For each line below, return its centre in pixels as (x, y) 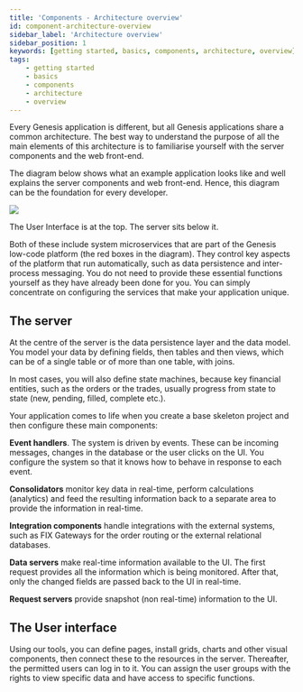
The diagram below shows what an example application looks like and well (147, 173)
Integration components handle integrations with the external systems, (142, 526)
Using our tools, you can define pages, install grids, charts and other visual (149, 649)
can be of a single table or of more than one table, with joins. (122, 362)
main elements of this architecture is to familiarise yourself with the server (147, 146)
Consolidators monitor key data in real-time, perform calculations (132, 489)
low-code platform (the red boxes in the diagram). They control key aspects (150, 254)
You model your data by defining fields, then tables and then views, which (147, 352)
